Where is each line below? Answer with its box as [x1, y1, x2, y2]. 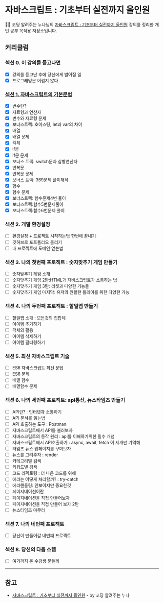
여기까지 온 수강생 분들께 [12, 558, 60, 564]
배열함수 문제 [12, 383, 38, 389]
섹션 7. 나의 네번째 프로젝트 [5, 520, 64, 527]
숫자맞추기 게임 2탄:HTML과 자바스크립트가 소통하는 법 [12, 277, 117, 283]
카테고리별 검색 [12, 458, 41, 464]
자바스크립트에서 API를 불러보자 [12, 427, 73, 433]
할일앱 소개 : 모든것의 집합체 [12, 314, 66, 321]
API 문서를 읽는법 [12, 415, 45, 421]
